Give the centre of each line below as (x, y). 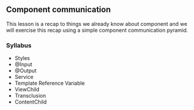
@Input (23, 65)
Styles (22, 58)
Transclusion (30, 96)
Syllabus (19, 45)
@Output (26, 71)
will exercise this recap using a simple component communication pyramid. (97, 30)
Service (24, 77)
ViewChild (27, 89)
